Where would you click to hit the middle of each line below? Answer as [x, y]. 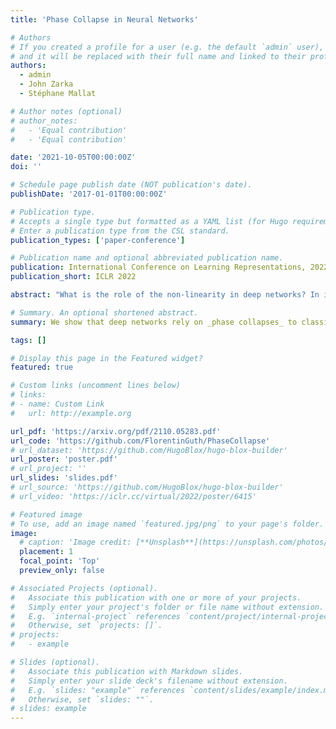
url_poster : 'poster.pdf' [64, 459]
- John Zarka [46, 84]
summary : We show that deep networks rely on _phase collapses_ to [154, 322]
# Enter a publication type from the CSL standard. [120, 231]
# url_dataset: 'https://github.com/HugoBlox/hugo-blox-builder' [149, 450]
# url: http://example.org [71, 413]
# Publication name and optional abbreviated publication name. [147, 258]
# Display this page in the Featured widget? [106, 358]
